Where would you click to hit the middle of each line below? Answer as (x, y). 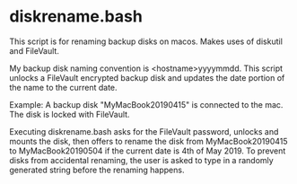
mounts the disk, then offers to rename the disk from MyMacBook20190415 (149, 141)
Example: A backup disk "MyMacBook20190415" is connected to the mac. (146, 104)
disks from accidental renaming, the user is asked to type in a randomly (141, 160)
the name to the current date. (64, 87)
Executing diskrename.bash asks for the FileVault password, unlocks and (144, 131)
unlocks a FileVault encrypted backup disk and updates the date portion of (147, 77)
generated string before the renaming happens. (97, 170)
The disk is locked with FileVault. (70, 114)
